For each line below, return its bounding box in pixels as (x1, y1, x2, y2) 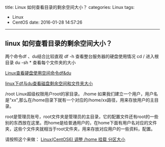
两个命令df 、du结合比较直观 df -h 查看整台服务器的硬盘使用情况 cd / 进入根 (5, 53, 159, 59)
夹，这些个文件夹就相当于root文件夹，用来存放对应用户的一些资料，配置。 (5, 126, 156, 132)
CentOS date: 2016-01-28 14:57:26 (12, 19, 82, 25)
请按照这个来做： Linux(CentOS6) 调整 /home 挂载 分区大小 (5, 136, 126, 142)
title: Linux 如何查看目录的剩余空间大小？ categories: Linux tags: (5, 4, 135, 10)
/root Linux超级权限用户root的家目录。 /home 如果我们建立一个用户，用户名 (5, 90, 158, 97)
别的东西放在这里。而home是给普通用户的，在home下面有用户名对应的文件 (5, 119, 157, 125)
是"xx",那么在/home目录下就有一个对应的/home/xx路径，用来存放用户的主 (5, 97, 155, 103)
